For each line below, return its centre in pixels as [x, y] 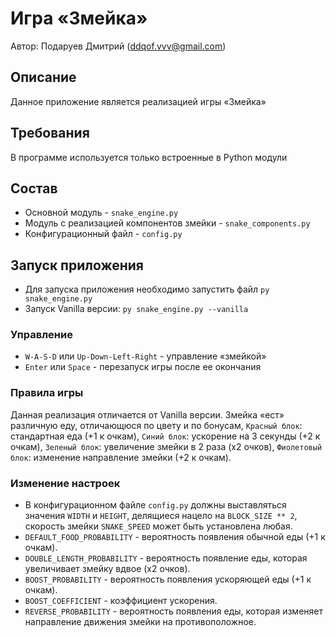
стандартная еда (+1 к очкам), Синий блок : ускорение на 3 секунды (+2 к [165, 436]
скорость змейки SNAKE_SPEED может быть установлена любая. [158, 526]
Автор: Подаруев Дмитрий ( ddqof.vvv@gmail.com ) [118, 46]
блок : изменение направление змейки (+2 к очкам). [121, 457]
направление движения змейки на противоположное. [140, 622]
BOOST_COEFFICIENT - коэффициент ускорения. [121, 601]
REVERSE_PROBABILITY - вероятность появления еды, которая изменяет [173, 611]
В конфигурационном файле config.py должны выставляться [155, 505]
